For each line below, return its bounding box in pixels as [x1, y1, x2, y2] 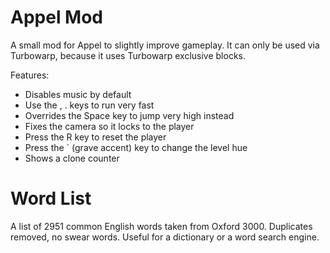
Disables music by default [24, 88, 132, 100]
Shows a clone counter [24, 152, 120, 164]
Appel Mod [10, 6, 104, 29]
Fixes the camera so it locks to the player [24, 120, 195, 132]
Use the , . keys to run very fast [24, 99, 155, 111]
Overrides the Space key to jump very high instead [24, 109, 235, 121]
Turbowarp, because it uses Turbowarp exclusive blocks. [10, 49, 246, 61]
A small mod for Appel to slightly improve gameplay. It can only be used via [10, 39, 320, 51]
